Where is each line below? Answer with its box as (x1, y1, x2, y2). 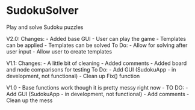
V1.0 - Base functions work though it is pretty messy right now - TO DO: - (6, 84, 188, 91)
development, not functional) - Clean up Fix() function (6, 72, 140, 79)
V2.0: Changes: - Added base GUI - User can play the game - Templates (6, 35, 187, 42)
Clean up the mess (6, 97, 53, 104)
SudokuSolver (6, 4, 79, 17)
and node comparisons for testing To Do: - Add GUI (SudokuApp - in (6, 66, 176, 73)
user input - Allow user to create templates (6, 47, 113, 55)
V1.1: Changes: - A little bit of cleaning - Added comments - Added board (6, 60, 187, 67)
